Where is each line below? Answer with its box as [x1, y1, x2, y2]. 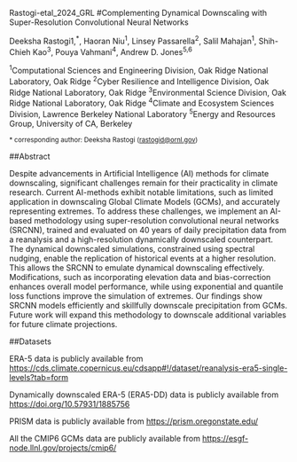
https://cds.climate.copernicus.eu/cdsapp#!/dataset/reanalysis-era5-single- [9, 363, 288, 373]
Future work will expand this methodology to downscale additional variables [9, 309, 286, 320]
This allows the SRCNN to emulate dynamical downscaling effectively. [9, 262, 265, 273]
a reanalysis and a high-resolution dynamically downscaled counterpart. [9, 234, 273, 245]
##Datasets [9, 336, 51, 347]
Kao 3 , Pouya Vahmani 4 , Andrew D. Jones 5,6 [32, 44, 193, 57]
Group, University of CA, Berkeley [9, 118, 133, 129]
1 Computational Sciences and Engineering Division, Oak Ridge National [9, 64, 269, 75]
